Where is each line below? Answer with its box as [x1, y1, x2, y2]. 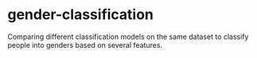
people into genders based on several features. [7, 40, 163, 49]
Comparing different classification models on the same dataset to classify [7, 32, 249, 41]
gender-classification [7, 6, 154, 24]
